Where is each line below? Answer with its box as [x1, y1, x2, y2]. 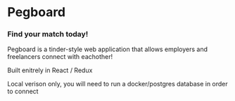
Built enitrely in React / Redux [7, 66, 93, 74]
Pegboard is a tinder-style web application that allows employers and [7, 45, 208, 53]
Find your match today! [7, 29, 89, 39]
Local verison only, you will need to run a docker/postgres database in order [7, 80, 229, 88]
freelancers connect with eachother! [7, 53, 113, 61]
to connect [7, 87, 39, 95]
